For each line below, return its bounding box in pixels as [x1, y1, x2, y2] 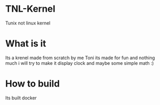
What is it [5, 38, 47, 49]
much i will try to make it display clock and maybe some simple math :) [5, 60, 154, 66]
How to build [5, 78, 60, 90]
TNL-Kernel [5, 3, 56, 15]
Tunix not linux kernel [5, 20, 51, 26]
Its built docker [5, 95, 37, 101]
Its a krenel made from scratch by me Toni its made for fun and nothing [5, 55, 155, 61]
